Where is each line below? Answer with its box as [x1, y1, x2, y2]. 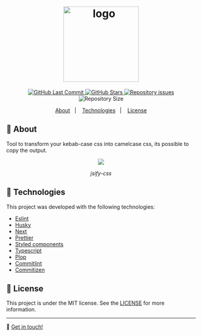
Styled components [14, 240, 64, 247]
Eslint [14, 215, 29, 222]
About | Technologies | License [55, 106, 147, 114]
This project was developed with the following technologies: [6, 203, 155, 211]
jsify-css [90, 170, 112, 177]
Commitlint [14, 259, 42, 267]
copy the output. [6, 147, 47, 154]
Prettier [14, 234, 34, 241]
